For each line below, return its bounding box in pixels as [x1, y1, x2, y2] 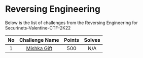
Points [64, 36, 79, 43]
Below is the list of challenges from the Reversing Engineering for [5, 20, 138, 26]
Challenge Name [19, 36, 59, 43]
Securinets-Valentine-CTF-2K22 [5, 25, 71, 30]
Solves [83, 36, 101, 43]
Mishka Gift [26, 45, 53, 52]
